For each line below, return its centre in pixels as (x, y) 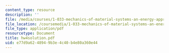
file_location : (21, 24)
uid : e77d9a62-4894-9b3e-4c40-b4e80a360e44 (52, 43)
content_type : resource (30, 10)
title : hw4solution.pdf (30, 38)
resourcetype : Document (30, 33)
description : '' (22, 15)
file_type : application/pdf (35, 29)
